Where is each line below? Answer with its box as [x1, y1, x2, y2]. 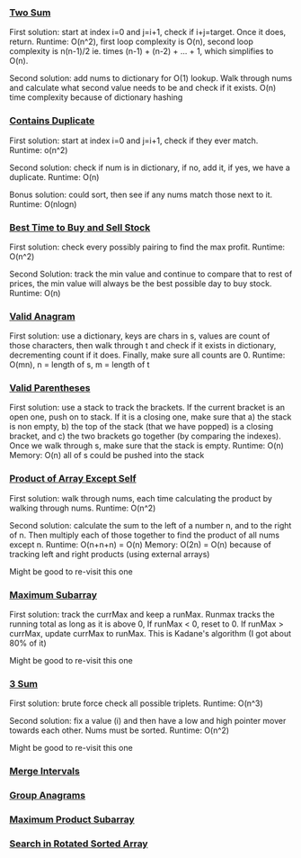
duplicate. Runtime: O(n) [9, 171, 100, 182]
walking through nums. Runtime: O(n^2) [9, 502, 156, 513]
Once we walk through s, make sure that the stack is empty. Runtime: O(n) [9, 440, 285, 451]
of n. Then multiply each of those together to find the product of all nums [9, 529, 280, 540]
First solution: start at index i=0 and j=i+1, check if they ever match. [9, 135, 259, 146]
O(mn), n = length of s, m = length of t [9, 359, 150, 370]
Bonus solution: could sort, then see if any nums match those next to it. [9, 189, 273, 200]
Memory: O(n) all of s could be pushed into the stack [9, 450, 205, 461]
